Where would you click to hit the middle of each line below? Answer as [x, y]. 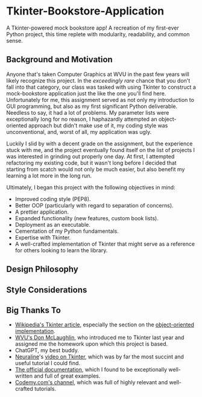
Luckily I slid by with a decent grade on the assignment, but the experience [99, 144]
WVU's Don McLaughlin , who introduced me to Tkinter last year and [99, 338]
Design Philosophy [42, 269]
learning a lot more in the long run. [49, 176]
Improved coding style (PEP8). [53, 199]
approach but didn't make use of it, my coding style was [98, 125]
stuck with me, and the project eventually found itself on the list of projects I [100, 150]
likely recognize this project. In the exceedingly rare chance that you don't [98, 80]
